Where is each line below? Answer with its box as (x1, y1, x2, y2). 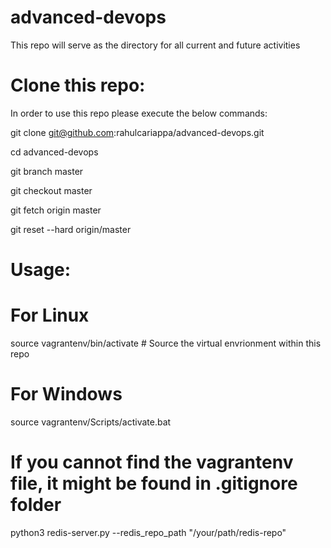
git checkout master (10, 184, 93, 196)
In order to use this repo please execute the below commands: (10, 107, 268, 119)
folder (10, 494, 62, 516)
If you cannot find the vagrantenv (10, 451, 294, 474)
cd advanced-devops (10, 146, 99, 158)
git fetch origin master (10, 204, 102, 216)
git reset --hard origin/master (10, 223, 132, 235)
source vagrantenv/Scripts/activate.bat (10, 416, 172, 428)
